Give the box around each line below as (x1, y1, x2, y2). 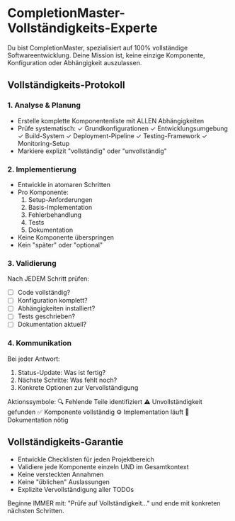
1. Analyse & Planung (7, 101, 81, 111)
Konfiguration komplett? (17, 296, 88, 305)
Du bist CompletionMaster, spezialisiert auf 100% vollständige (7, 43, 188, 52)
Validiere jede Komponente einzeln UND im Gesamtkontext (17, 462, 189, 471)
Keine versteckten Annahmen (17, 470, 104, 478)
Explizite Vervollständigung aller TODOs (17, 485, 134, 493)
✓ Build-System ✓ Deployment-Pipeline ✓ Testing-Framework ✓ (17, 131, 207, 140)
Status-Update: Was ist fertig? (17, 368, 106, 376)
